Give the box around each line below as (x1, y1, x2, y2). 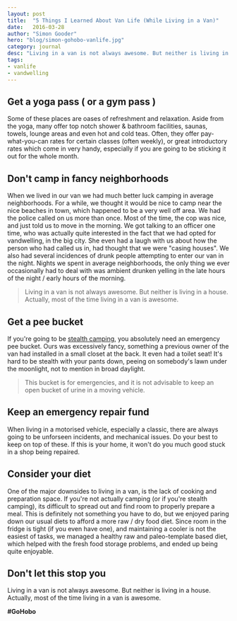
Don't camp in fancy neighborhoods (7, 173, 169, 185)
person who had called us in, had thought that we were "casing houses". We (7, 244, 229, 253)
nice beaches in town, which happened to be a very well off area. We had (7, 207, 221, 215)
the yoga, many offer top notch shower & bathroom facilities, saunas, (7, 122, 208, 131)
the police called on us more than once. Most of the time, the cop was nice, (7, 214, 227, 223)
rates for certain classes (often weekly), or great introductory (49, 137, 228, 146)
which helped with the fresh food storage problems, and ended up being (7, 539, 218, 548)
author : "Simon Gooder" (7, 30, 78, 37)
